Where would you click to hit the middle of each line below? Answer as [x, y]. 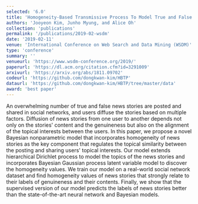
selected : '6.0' [26, 12]
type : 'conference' [30, 51]
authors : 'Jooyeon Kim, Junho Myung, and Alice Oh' [71, 23]
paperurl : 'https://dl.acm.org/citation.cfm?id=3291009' [78, 67]
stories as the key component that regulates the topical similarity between [96, 144]
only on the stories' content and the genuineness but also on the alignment [98, 125]
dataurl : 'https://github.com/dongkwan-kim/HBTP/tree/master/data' [91, 84]
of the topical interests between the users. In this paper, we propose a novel [99, 131]
